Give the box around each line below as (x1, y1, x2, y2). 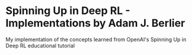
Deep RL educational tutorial (5, 42, 75, 49)
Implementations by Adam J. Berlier (5, 16, 185, 30)
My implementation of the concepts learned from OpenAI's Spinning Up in (5, 36, 187, 43)
